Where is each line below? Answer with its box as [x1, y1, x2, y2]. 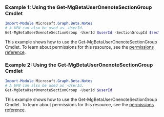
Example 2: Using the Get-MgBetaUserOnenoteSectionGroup [5, 61, 153, 68]
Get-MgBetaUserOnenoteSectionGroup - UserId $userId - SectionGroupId [5, 30, 147, 35]
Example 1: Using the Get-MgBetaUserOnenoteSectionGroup [5, 4, 152, 11]
